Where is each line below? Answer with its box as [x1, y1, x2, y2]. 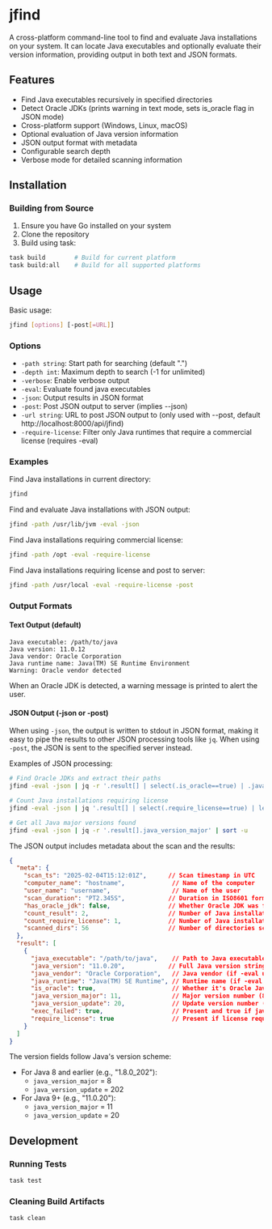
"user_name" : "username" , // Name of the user [23, 887, 241, 895]
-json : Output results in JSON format [20, 393, 144, 402]
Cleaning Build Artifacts [9, 1196, 105, 1207]
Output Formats [9, 600, 73, 611]
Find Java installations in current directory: [9, 474, 152, 484]
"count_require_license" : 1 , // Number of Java [23, 916, 230, 925]
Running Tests [9, 1158, 67, 1169]
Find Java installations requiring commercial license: [9, 535, 184, 545]
